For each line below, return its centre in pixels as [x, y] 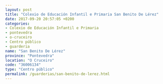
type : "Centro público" [30, 70]
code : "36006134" [23, 65]
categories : [17, 23]
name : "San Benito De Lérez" [35, 51]
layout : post [19, 10]
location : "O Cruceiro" [30, 60]
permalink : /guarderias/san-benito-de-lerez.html [58, 74]
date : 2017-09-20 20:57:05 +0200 [40, 19]
